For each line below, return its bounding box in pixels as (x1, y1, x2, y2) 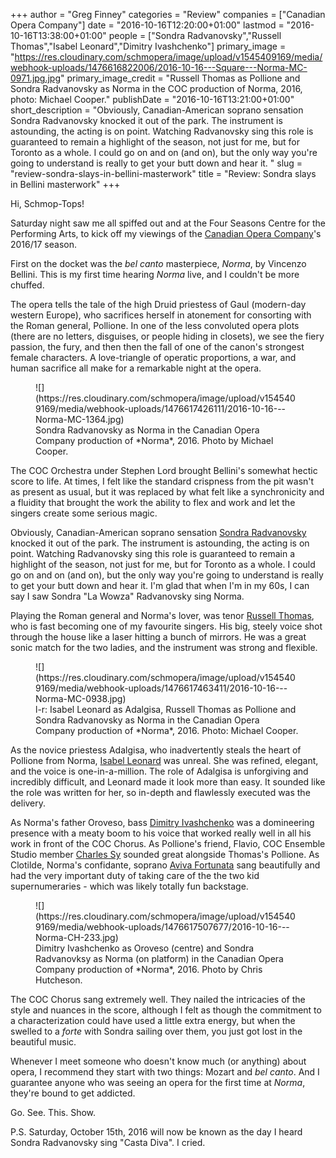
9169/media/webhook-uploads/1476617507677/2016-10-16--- (35, 921, 290, 933)
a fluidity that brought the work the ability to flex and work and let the (10, 497, 296, 508)
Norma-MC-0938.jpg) (35, 693, 127, 704)
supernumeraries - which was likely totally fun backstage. (10, 880, 249, 892)
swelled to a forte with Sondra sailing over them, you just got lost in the (10, 1025, 303, 1037)
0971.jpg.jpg (10, 72, 62, 84)
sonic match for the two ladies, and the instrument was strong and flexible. (10, 642, 318, 653)
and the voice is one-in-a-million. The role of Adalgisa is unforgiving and (10, 765, 309, 777)
